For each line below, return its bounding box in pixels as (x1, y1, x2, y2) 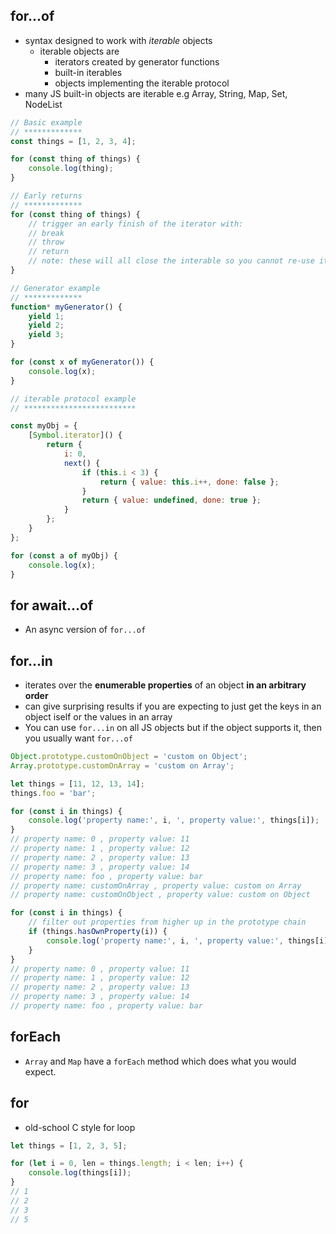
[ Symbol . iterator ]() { (28, 430, 123, 441)
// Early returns (10, 191, 83, 201)
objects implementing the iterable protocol (54, 77, 230, 89)
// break (28, 228, 65, 238)
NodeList (24, 98, 63, 110)
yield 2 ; (28, 320, 65, 331)
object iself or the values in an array (24, 711, 173, 723)
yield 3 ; (28, 330, 65, 340)
